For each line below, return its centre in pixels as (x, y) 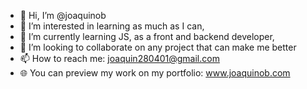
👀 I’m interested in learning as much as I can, (112, 26)
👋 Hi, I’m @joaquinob (63, 15)
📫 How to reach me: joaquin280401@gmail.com (119, 58)
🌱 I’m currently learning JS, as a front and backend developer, (147, 36)
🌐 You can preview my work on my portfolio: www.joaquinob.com (155, 73)
